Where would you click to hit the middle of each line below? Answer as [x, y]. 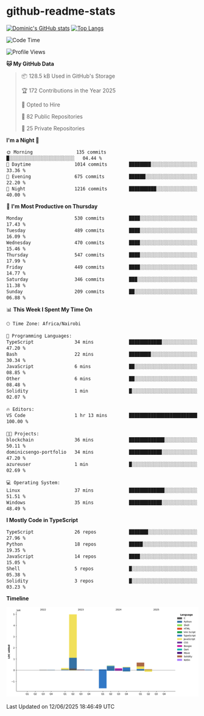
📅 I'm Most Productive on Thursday [52, 206]
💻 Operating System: [33, 482]
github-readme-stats [61, 11]
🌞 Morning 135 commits [56, 152]
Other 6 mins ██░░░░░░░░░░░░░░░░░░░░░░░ [102, 378]
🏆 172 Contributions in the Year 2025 [68, 90]
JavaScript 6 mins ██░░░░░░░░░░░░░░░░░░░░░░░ [102, 366]
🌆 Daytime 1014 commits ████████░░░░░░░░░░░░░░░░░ [102, 164]
